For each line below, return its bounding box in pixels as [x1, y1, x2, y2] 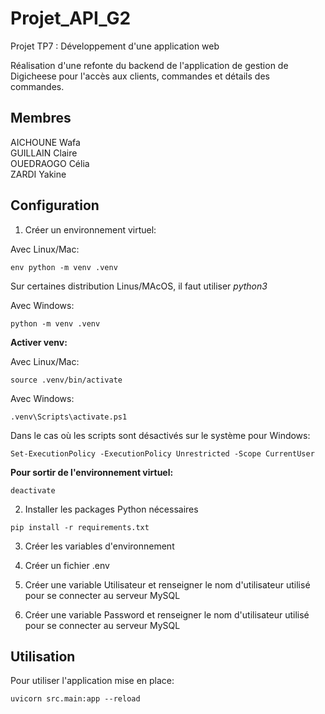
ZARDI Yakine [10, 168, 67, 180]
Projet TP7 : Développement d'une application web [10, 40, 220, 52]
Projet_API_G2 [10, 7, 132, 30]
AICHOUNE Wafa [10, 136, 81, 148]
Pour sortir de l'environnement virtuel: [10, 466, 174, 478]
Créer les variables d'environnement [24, 540, 175, 552]
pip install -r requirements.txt [10, 522, 150, 532]
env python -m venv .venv [10, 262, 118, 272]
